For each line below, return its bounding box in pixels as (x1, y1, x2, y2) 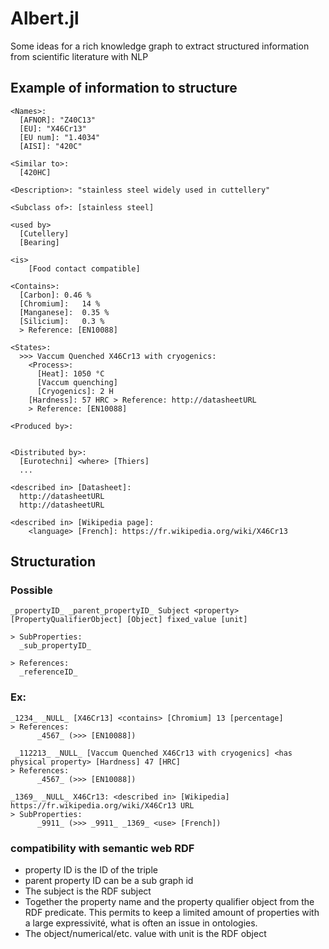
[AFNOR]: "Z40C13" (19, 115, 97, 125)
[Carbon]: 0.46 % (19, 290, 92, 300)
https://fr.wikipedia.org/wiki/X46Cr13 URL (10, 800, 195, 811)
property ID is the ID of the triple (24, 864, 158, 876)
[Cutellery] (19, 228, 70, 239)
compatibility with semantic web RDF (10, 841, 195, 855)
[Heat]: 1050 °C (36, 368, 105, 379)
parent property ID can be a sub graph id (24, 875, 194, 887)
